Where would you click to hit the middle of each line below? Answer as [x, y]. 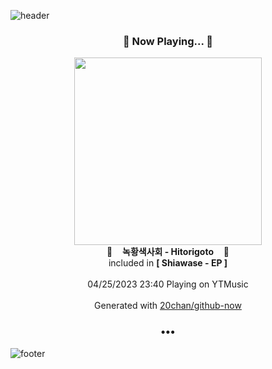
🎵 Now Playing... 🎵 [168, 41]
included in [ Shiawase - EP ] [168, 263]
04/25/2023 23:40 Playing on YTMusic [168, 284]
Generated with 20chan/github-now [168, 306]
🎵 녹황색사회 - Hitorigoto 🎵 [168, 252]
